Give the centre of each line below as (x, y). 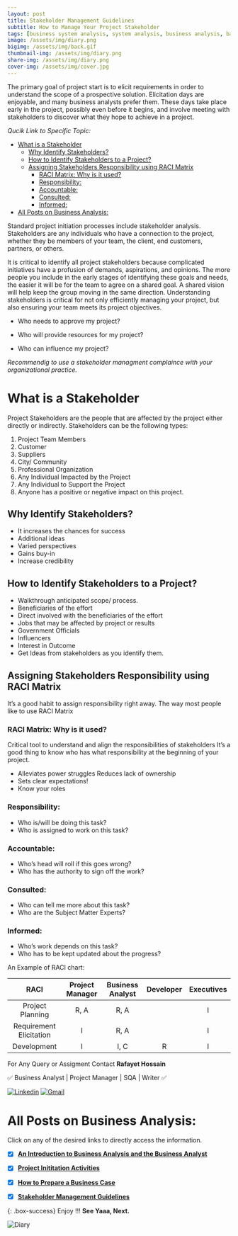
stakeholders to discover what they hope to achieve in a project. (101, 117)
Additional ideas (41, 538)
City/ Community (42, 462)
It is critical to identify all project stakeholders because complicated (106, 262)
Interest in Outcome (46, 646)
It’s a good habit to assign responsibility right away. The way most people (114, 703)
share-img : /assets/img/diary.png (58, 60)
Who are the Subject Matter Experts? (72, 913)
